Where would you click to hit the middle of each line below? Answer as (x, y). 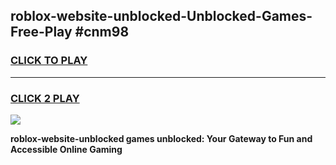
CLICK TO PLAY (49, 61)
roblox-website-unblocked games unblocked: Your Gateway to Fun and (161, 138)
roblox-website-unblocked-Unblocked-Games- (161, 16)
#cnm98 (102, 32)
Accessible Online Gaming (66, 149)
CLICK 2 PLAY (45, 98)
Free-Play (41, 32)
